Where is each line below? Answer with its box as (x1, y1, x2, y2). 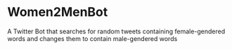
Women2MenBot (7, 4, 108, 20)
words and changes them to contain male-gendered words (7, 34, 178, 42)
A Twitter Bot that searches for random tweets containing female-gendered (7, 27, 226, 35)
